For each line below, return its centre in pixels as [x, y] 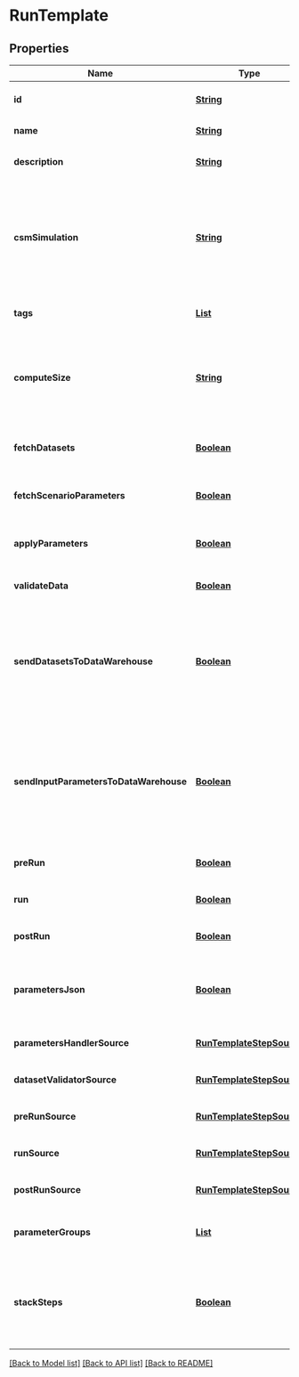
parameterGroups [52, 1232]
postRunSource [48, 1190]
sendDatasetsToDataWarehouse [83, 661]
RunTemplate [59, 16]
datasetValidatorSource [65, 1080]
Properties [39, 49]
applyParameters [51, 543]
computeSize [42, 377]
